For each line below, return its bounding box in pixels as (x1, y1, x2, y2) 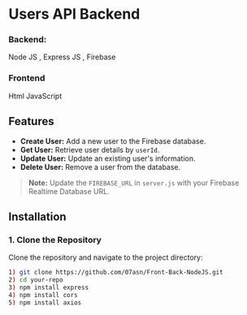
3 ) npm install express (8, 283, 89, 292)
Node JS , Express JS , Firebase (8, 52, 116, 62)
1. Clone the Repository (8, 234, 102, 245)
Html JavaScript (8, 91, 63, 101)
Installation (8, 209, 67, 223)
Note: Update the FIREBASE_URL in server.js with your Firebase (28, 178, 240, 188)
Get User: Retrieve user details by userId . (19, 145, 160, 154)
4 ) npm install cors (8, 291, 79, 299)
